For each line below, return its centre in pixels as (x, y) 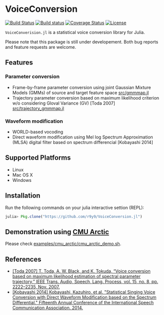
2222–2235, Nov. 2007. (36, 287)
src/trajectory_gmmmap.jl (38, 108)
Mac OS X (22, 175)
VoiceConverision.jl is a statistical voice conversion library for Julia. (75, 32)
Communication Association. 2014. (47, 308)
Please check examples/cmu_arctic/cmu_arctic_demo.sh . (63, 244)
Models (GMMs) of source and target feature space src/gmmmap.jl (81, 93)
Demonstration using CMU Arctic (57, 232)
